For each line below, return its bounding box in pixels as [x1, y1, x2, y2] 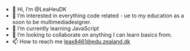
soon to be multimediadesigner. [12, 19, 91, 25]
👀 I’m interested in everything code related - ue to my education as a [12, 12, 185, 19]
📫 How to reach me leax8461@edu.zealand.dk [12, 38, 131, 45]
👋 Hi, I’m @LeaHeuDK [12, 6, 67, 13]
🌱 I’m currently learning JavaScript [12, 25, 99, 32]
